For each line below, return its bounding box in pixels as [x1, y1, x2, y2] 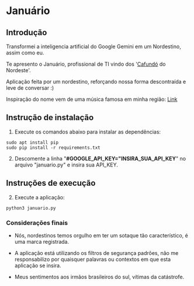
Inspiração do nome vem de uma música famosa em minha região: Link [6, 96, 178, 103]
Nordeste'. [6, 67, 31, 74]
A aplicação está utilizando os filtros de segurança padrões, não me [14, 249, 179, 256]
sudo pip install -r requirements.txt [6, 145, 101, 151]
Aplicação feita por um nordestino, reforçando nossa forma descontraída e [6, 78, 186, 85]
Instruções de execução [6, 178, 96, 188]
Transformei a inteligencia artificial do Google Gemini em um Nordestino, [6, 43, 181, 50]
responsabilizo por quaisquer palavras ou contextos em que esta [14, 256, 171, 263]
